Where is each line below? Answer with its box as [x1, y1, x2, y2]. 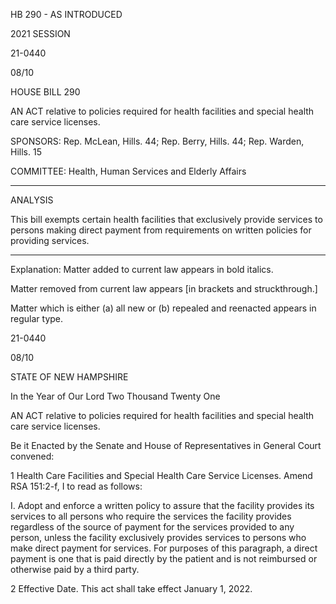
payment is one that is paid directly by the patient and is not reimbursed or [10, 553, 318, 564]
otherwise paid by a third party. [10, 564, 140, 575]
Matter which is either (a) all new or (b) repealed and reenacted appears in [10, 302, 317, 314]
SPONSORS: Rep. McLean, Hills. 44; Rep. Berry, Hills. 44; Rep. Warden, [10, 135, 305, 147]
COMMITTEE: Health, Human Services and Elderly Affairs [10, 165, 247, 177]
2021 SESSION [10, 28, 71, 39]
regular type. [10, 313, 64, 324]
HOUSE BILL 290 [10, 86, 81, 98]
